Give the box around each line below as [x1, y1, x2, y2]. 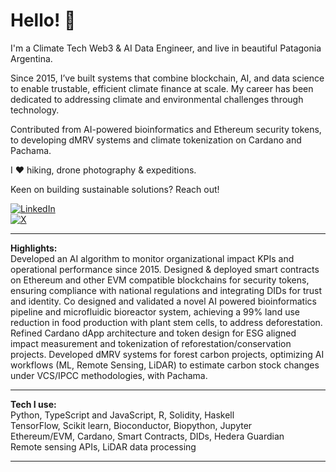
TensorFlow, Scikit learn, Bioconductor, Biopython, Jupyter [10, 419, 253, 431]
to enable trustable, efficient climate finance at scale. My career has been [10, 82, 314, 94]
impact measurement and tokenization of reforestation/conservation [10, 337, 292, 349]
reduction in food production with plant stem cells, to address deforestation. [10, 316, 323, 328]
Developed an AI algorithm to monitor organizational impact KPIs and [10, 252, 295, 264]
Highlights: [10, 242, 58, 254]
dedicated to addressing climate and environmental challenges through [10, 93, 304, 105]
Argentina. [10, 52, 53, 64]
